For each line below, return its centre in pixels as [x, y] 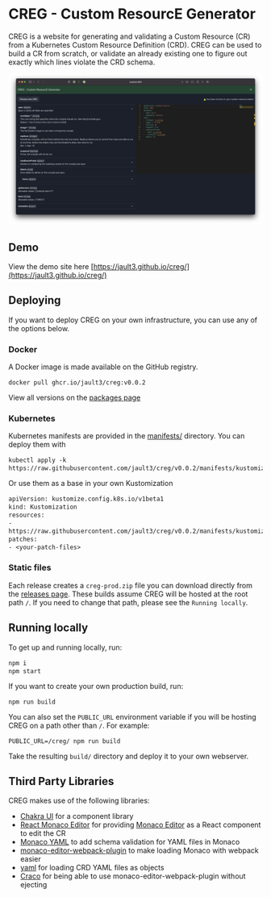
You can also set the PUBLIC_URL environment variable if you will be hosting [132, 716]
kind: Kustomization [43, 507]
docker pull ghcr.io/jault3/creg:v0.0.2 [77, 383]
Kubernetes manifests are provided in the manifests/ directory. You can [127, 436]
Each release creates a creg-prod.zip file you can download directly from [130, 585]
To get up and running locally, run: [65, 647]
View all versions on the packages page [75, 398]
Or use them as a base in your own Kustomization [91, 484]
